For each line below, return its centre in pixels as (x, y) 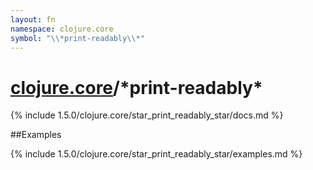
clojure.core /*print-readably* (136, 87)
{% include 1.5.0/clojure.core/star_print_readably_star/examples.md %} (156, 154)
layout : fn (33, 19)
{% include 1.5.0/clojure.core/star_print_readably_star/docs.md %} (147, 115)
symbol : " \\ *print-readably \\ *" (77, 38)
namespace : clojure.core (62, 29)
